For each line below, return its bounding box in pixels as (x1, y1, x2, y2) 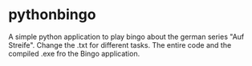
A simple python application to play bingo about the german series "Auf (8, 32, 245, 41)
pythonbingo (8, 6, 96, 24)
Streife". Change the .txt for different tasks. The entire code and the (8, 40, 232, 49)
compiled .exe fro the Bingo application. (8, 49, 140, 58)
